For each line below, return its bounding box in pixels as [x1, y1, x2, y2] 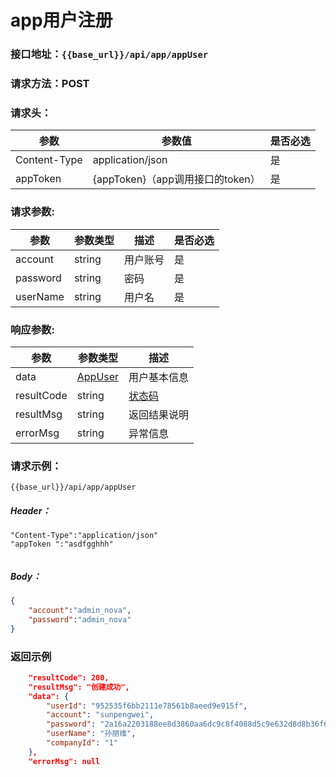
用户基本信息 [128, 370, 190, 384]
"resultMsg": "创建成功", [28, 682, 130, 692]
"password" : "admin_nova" [28, 614, 132, 625]
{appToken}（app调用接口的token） [92, 172, 261, 186]
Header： [10, 504, 52, 516]
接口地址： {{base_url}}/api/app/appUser [10, 47, 209, 61]
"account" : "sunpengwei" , [46, 710, 155, 720]
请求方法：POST [10, 77, 90, 91]
